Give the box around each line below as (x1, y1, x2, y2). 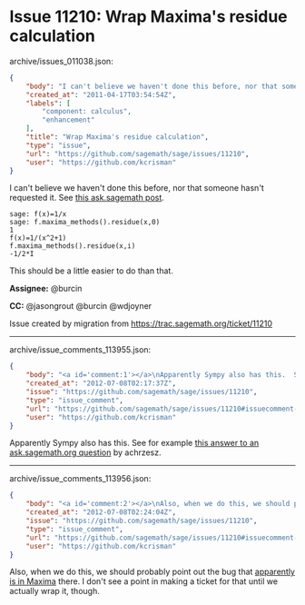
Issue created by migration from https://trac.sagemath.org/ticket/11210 (9, 318, 273, 329)
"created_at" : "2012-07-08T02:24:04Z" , (25, 508, 177, 517)
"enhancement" (42, 115, 95, 124)
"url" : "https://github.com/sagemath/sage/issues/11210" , (25, 149, 250, 158)
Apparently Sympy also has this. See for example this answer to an (9, 438, 260, 449)
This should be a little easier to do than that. (9, 265, 174, 276)
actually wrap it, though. (9, 586, 100, 597)
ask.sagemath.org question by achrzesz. (9, 447, 162, 458)
